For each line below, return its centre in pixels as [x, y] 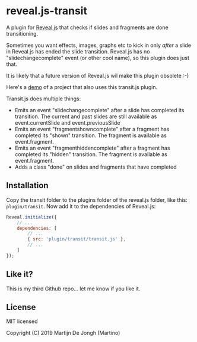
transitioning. [22, 33]
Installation [27, 186]
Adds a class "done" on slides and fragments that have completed [96, 167]
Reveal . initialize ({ [32, 217]
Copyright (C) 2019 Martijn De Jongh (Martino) [63, 333]
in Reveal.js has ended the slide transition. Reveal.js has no [78, 51]
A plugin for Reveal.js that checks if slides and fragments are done [87, 27]
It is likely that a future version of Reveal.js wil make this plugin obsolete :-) [97, 75]
